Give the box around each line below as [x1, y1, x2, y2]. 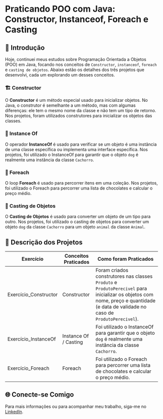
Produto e [95, 279, 117, 286]
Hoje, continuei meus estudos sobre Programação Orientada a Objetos [5, 57, 147, 62]
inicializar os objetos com [95, 291, 154, 298]
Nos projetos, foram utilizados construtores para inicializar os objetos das [5, 113, 152, 119]
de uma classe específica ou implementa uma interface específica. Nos [5, 146, 148, 152]
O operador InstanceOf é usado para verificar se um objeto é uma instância [5, 141, 157, 147]
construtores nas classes [95, 273, 153, 280]
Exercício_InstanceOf [7, 336, 56, 342]
